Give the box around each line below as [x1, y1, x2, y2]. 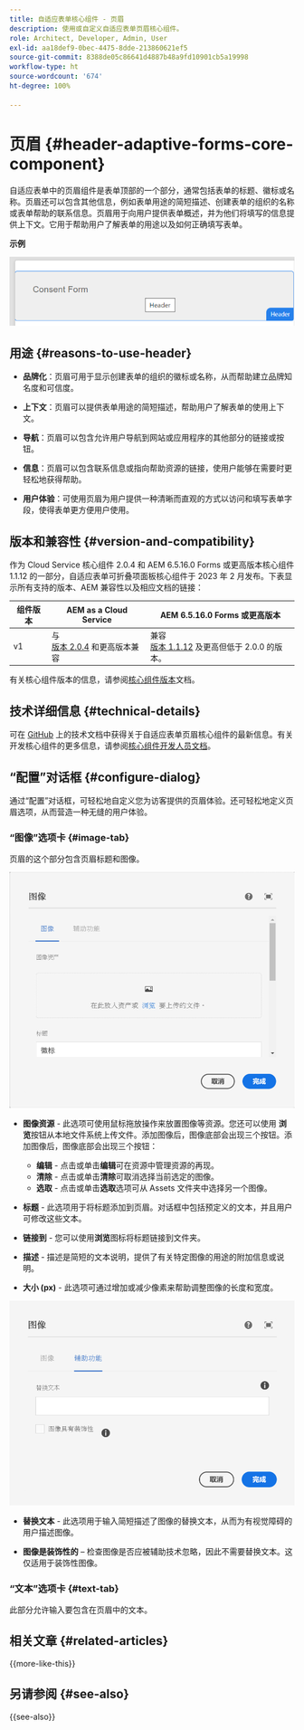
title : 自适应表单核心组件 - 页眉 [9, 14, 125, 24]
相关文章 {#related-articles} [9, 1633, 169, 1649]
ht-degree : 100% [9, 81, 71, 90]
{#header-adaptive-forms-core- [44, 134, 294, 154]
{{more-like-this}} [9, 1658, 76, 1668]
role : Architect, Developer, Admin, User [9, 33, 168, 43]
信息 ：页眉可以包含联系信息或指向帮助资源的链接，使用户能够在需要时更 [22, 462, 292, 474]
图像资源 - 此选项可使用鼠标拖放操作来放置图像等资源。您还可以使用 [22, 1118, 278, 1129]
